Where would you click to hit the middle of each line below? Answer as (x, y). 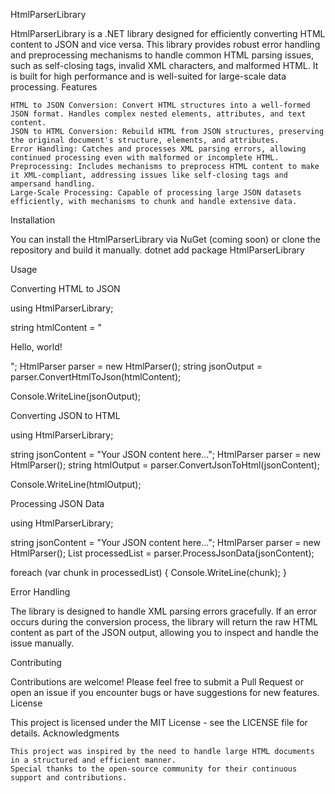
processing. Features (54, 87)
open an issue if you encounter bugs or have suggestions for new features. (165, 692)
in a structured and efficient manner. (93, 760)
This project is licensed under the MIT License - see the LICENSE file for (159, 722)
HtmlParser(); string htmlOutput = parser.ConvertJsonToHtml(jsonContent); (165, 465)
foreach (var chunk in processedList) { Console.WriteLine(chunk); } (148, 572)
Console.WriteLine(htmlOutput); (76, 484)
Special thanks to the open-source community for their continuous (154, 769)
